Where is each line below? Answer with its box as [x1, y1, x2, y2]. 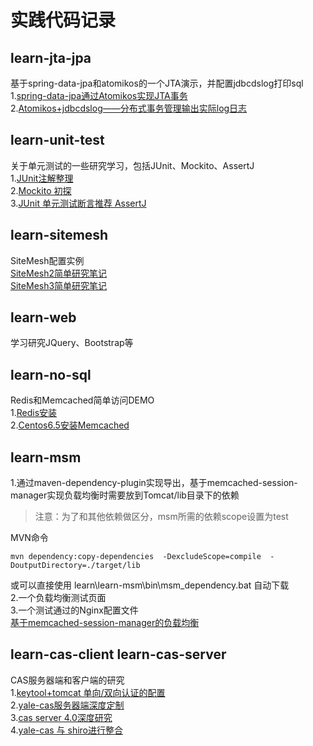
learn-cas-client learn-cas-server [10, 646, 227, 663]
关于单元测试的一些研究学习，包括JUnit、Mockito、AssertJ [10, 159, 255, 171]
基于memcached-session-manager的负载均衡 [10, 617, 200, 629]
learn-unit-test [10, 132, 105, 149]
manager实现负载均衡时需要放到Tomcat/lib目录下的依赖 [10, 489, 240, 501]
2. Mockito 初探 [10, 184, 72, 196]
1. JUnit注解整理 [10, 172, 74, 184]
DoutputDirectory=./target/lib [10, 561, 141, 571]
